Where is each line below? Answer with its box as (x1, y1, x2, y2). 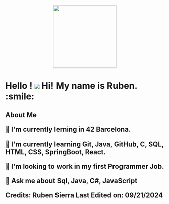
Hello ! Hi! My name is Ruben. (5, 80, 138, 92)
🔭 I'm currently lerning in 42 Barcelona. (5, 125, 131, 133)
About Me (5, 111, 37, 119)
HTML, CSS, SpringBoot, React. (5, 148, 106, 156)
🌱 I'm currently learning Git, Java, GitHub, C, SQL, (5, 140, 164, 148)
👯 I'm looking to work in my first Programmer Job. (5, 162, 164, 171)
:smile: (5, 91, 34, 102)
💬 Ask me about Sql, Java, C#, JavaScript (5, 176, 138, 185)
